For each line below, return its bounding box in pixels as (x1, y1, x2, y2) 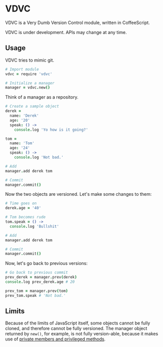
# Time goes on (5, 201, 37, 206)
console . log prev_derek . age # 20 (5, 279, 75, 284)
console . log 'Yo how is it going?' (14, 127, 88, 132)
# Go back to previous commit (5, 270, 68, 275)
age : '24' (9, 146, 30, 151)
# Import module (5, 67, 39, 72)
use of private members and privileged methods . (5, 336, 106, 342)
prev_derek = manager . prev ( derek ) (5, 275, 77, 280)
